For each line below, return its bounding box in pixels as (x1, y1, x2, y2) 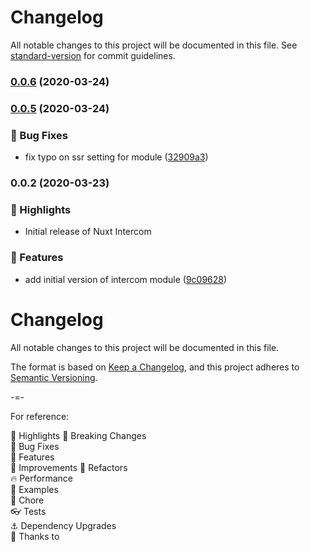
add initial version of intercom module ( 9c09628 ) (24, 273, 228, 285)
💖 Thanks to (10, 530, 60, 542)
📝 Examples (10, 483, 59, 495)
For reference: (10, 410, 70, 422)
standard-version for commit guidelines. (10, 49, 176, 61)
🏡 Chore (10, 494, 45, 506)
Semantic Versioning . (10, 371, 98, 383)
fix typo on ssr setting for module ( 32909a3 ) (24, 151, 209, 163)
